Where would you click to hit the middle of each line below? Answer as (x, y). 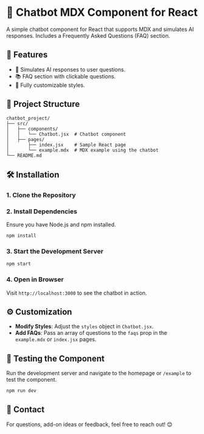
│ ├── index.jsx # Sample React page (66, 145)
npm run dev (21, 391)
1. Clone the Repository (41, 195)
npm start (19, 264)
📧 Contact (25, 410)
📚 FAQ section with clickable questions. (65, 76)
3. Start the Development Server (55, 251)
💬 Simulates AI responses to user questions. (70, 69)
